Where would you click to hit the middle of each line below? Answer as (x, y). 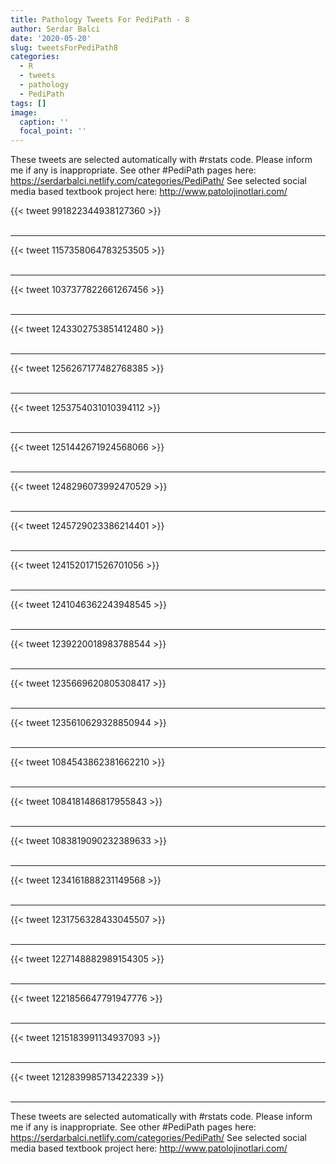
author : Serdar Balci (55, 29)
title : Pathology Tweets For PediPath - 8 (100, 19)
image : (24, 112)
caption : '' (44, 122)
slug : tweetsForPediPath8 (64, 47)
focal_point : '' (53, 131)
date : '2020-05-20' (51, 38)
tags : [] (28, 103)
